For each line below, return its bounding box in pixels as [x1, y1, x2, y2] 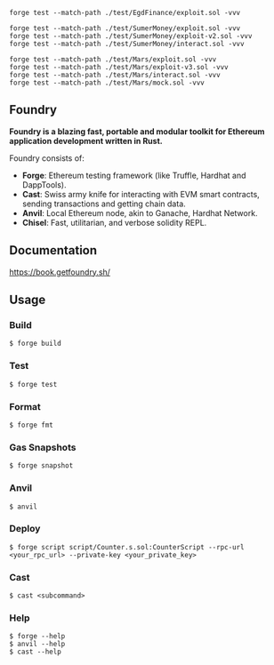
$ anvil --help [9, 640, 66, 649]
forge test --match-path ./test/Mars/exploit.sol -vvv [9, 55, 217, 64]
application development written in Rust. [9, 135, 163, 146]
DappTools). [21, 179, 67, 190]
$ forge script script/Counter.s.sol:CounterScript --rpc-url [9, 542, 245, 551]
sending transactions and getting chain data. [21, 198, 187, 209]
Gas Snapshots [9, 441, 77, 453]
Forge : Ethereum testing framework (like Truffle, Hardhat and [21, 170, 246, 180]
